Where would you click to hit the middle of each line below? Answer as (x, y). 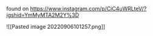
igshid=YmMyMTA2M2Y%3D (43, 15)
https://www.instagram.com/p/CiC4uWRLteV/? (88, 9)
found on (18, 9)
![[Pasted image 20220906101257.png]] (56, 27)
